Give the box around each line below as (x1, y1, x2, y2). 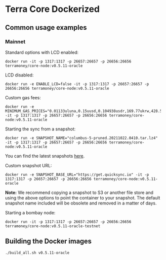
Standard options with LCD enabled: (5, 49, 79, 55)
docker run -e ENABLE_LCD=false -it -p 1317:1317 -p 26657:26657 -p (5, 81, 149, 86)
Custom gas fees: (5, 94, 41, 100)
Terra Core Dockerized (5, 3, 100, 15)
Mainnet (5, 38, 26, 45)
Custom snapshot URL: (5, 162, 52, 168)
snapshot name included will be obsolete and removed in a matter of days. (5, 200, 157, 206)
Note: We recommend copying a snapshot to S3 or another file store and (5, 190, 154, 195)
